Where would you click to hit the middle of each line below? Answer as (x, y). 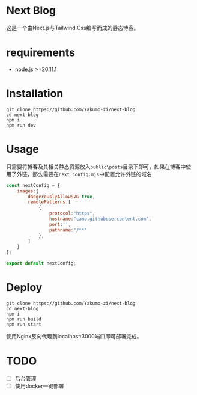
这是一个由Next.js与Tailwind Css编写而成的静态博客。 (73, 28)
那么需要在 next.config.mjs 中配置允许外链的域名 (92, 174)
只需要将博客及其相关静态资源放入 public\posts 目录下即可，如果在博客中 (96, 167)
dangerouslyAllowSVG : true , (62, 197)
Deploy (24, 288)
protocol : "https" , (72, 213)
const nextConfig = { (33, 185)
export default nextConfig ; (41, 263)
